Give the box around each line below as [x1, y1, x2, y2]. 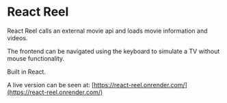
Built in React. [7, 68, 46, 76]
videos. [7, 33, 28, 42]
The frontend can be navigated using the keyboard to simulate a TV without [7, 47, 220, 55]
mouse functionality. [7, 54, 65, 62]
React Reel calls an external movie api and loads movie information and [7, 27, 208, 35]
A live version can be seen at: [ [7, 80, 94, 89]
